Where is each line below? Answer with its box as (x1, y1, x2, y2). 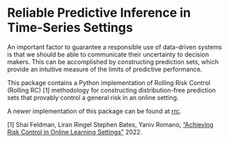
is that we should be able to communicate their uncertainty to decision (7, 50, 210, 59)
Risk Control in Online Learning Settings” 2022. (7, 128, 143, 136)
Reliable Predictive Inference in (7, 5, 191, 21)
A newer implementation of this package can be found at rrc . (7, 107, 182, 115)
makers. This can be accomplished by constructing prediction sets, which (7, 57, 219, 66)
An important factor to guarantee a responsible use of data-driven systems (7, 43, 223, 51)
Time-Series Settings (7, 20, 134, 36)
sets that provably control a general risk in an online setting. (7, 93, 179, 102)
